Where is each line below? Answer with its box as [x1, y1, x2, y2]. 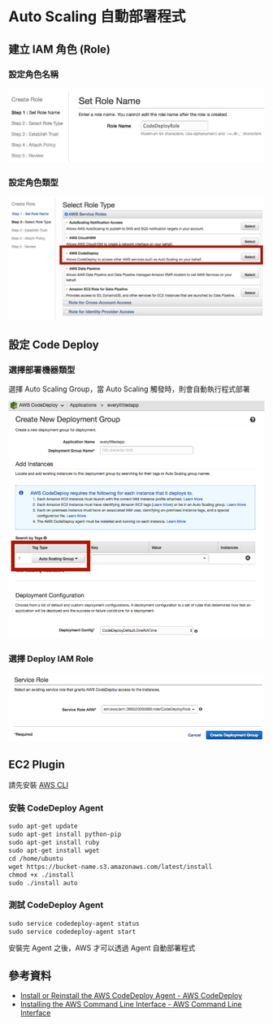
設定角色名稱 [8, 68, 59, 80]
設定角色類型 [8, 177, 59, 188]
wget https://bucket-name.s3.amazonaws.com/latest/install [8, 863, 213, 871]
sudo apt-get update [8, 822, 79, 831]
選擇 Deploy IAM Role [8, 653, 94, 664]
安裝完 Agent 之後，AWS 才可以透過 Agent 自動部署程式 [8, 943, 196, 953]
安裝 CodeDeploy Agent [8, 802, 104, 813]
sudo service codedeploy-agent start [8, 928, 136, 936]
